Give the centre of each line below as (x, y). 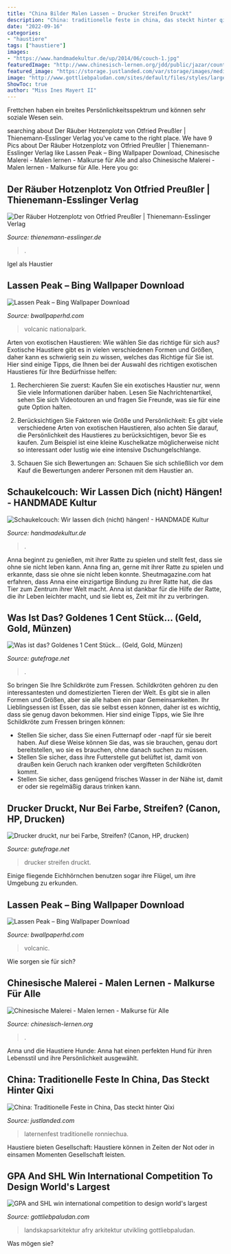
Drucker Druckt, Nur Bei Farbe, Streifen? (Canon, (114, 808)
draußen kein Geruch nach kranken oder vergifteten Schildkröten (109, 765)
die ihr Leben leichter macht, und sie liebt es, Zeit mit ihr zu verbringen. (108, 596)
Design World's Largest (58, 1187)
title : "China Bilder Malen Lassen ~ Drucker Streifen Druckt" (100, 13)
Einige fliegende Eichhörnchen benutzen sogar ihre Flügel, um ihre (101, 876)
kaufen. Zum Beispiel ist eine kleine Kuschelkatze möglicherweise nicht (118, 442)
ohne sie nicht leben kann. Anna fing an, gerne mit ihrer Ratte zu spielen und (115, 567)
